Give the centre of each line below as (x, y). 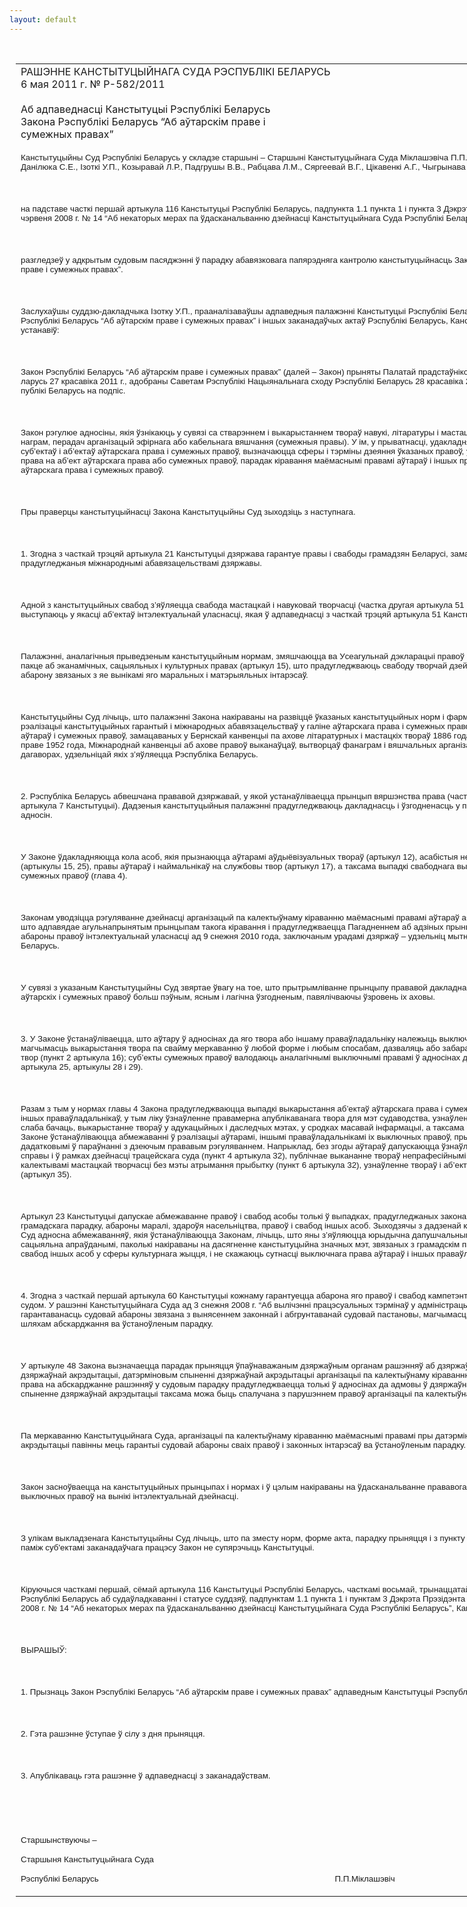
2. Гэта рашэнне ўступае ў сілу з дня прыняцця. (113, 1733)
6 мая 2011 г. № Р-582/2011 (93, 84)
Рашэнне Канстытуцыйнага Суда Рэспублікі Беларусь (175, 71)
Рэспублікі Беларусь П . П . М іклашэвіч (208, 1878)
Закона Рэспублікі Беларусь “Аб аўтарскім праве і (143, 121)
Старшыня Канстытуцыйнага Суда (87, 1859)
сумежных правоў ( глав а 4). (74, 875)
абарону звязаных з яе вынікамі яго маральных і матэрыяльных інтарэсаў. (164, 674)
